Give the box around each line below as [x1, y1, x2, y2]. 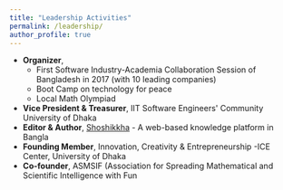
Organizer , [22, 55, 64, 66]
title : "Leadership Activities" [9, 13, 132, 23]
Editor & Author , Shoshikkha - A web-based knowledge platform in [22, 122, 274, 133]
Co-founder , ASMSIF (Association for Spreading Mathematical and [22, 160, 274, 172]
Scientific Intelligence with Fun [22, 170, 138, 181]
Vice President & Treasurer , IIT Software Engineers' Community [22, 103, 264, 114]
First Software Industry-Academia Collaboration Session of [35, 64, 257, 75]
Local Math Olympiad [35, 93, 116, 104]
